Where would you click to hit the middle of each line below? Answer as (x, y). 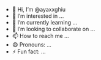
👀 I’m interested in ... (38, 16)
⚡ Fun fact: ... (29, 51)
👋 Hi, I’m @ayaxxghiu (39, 9)
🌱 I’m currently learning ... (45, 22)
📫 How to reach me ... (40, 36)
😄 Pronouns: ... (32, 45)
